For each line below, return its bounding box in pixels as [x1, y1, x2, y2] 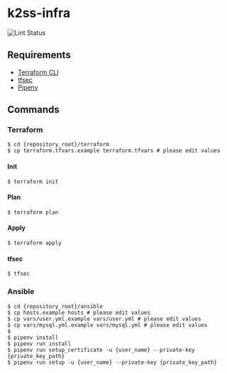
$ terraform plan [7, 208, 59, 216]
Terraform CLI [17, 67, 59, 76]
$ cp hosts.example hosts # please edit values [7, 309, 151, 316]
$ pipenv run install [7, 340, 72, 347]
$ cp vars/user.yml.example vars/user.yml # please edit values [7, 315, 201, 323]
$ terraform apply [7, 239, 62, 247]
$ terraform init [7, 178, 59, 185]
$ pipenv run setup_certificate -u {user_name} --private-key [7, 346, 195, 353]
